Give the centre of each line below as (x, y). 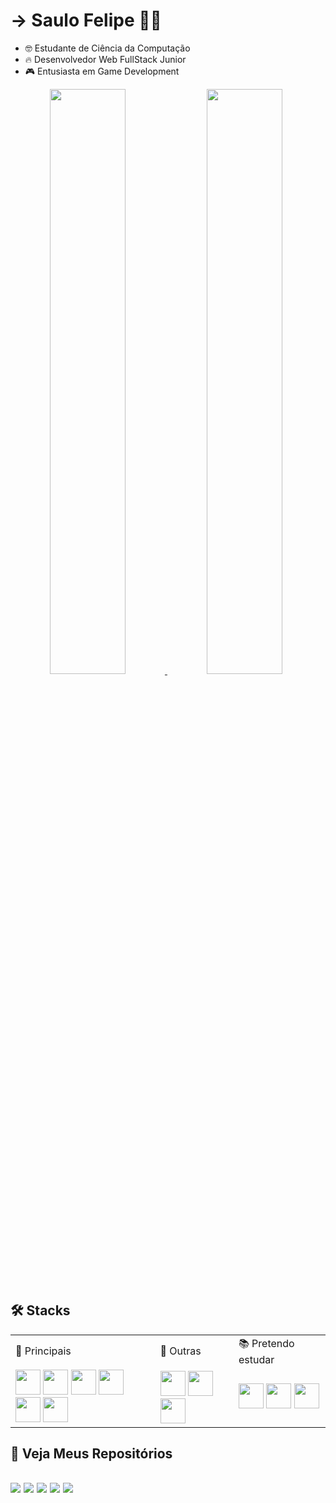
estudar (256, 1359)
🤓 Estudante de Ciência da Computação (107, 48)
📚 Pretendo (266, 1343)
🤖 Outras (180, 1351)
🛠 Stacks (40, 1310)
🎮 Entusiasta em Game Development (102, 71)
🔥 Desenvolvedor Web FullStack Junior (105, 59)
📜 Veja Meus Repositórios (91, 1454)
